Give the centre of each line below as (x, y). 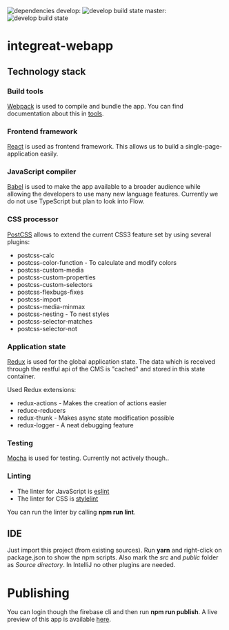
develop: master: (111, 11)
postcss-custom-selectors (55, 284)
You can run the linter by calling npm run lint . (71, 512)
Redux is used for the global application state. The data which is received (111, 362)
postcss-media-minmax (51, 306)
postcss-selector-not (47, 328)
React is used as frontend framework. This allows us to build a (96, 147)
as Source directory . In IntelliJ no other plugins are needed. (91, 565)
